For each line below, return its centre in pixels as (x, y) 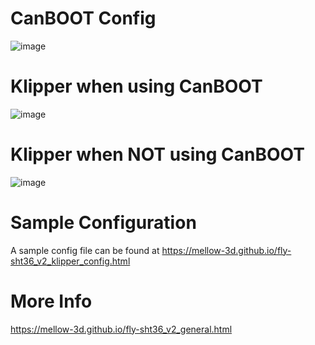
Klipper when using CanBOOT (136, 86)
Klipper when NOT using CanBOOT (157, 154)
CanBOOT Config (83, 18)
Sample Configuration (103, 223)
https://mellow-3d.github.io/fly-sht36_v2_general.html (121, 329)
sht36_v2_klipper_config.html (70, 261)
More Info (51, 301)
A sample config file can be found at (85, 250)
